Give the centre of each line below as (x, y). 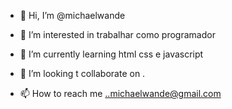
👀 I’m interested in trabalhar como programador (117, 34)
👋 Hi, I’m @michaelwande (72, 15)
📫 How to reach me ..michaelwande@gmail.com (120, 93)
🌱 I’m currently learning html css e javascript (111, 54)
